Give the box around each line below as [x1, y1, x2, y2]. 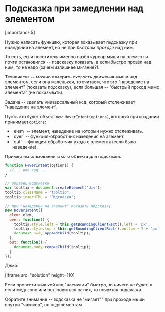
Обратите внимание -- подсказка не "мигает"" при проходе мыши [5, 296, 145, 302]
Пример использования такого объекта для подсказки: [5, 153, 122, 159]
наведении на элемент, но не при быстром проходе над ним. [5, 44, 134, 50]
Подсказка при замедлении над [5, 3, 144, 14]
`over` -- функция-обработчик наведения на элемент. [12, 133, 125, 139]
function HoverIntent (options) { [5, 163, 74, 168]
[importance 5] [5, 29, 35, 35]
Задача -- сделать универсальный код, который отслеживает [5, 99, 135, 104]
